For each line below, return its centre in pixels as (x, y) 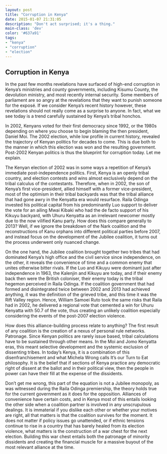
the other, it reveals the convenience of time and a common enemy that (78, 263)
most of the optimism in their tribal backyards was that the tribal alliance (79, 194)
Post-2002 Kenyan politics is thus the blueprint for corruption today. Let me (83, 153)
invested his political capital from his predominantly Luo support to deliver (81, 205)
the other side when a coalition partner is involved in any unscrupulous (78, 405)
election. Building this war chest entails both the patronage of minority (77, 436)
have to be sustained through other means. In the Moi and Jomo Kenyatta (81, 342)
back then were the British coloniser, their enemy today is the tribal (74, 278)
